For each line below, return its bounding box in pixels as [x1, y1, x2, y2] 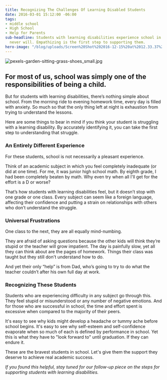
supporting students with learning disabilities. [5, 370, 99, 376]
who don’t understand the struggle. [5, 204, 78, 210]
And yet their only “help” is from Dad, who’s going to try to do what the [5, 264, 150, 270]
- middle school [5, 21, 39, 26]
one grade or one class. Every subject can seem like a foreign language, [5, 194, 153, 200]
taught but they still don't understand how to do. [5, 254, 104, 260]
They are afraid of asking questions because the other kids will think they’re [5, 238, 161, 244]
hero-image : [5, 44, 30, 49]
